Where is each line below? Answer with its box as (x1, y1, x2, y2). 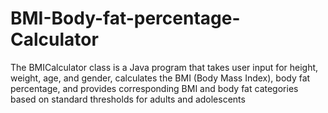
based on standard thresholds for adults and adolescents (10, 93, 246, 105)
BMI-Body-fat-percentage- (10, 7, 241, 30)
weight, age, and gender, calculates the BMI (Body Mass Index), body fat (10, 72, 311, 84)
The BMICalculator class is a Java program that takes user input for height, (10, 61, 319, 73)
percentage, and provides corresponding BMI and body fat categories (10, 82, 299, 94)
